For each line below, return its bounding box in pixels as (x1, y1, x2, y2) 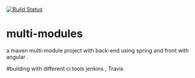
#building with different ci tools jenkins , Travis (6, 65, 123, 72)
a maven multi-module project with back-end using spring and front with (6, 47, 189, 54)
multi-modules (6, 27, 83, 41)
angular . (6, 53, 29, 60)
